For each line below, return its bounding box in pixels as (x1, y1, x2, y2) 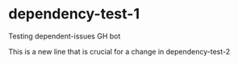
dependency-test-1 (8, 5, 140, 23)
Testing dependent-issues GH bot (8, 31, 121, 41)
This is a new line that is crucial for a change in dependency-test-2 (8, 46, 231, 56)
